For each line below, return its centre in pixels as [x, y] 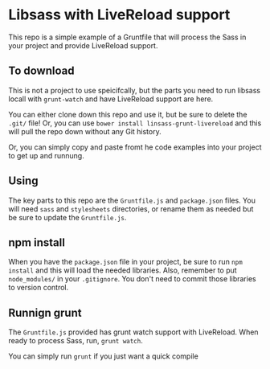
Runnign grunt [45, 312]
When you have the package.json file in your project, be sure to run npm [125, 262]
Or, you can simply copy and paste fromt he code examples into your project [135, 147]
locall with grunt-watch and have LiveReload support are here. [111, 99]
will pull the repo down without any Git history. [85, 131]
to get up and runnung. [46, 155]
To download [41, 71]
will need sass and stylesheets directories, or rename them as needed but [131, 209]
